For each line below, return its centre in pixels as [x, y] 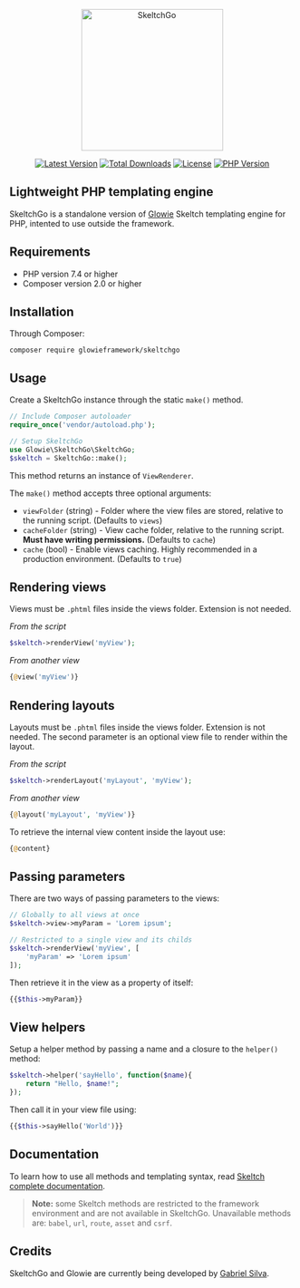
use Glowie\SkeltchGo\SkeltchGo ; [73, 450]
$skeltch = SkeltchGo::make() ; [68, 458]
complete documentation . [58, 1186]
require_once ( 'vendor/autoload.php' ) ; [82, 425]
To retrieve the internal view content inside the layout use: [118, 832]
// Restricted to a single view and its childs [101, 940]
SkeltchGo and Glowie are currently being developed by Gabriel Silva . [140, 1273]
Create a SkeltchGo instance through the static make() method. [126, 400]
